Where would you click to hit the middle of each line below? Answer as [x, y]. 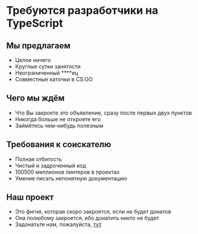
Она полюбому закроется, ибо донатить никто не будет [87, 218]
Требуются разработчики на [82, 11]
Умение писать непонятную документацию [71, 178]
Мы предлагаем [38, 46]
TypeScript [35, 23]
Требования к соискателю [59, 144]
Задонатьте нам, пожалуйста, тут [58, 224]
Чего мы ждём [36, 98]
